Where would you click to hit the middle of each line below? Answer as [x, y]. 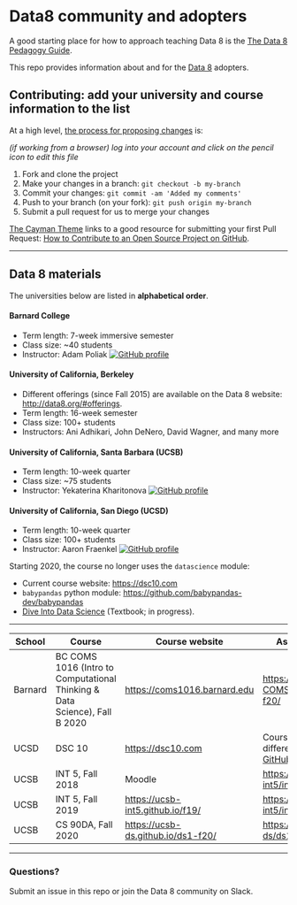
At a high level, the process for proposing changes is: [106, 130]
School [30, 641]
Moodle [141, 779]
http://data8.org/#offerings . [72, 403]
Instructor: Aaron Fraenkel [69, 549]
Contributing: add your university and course [136, 95]
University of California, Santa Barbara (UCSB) [96, 452]
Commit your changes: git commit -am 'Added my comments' [132, 193]
